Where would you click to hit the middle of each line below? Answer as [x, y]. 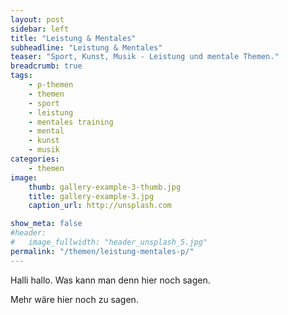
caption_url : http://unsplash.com [100, 206]
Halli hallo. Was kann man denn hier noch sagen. [110, 280]
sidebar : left [40, 29]
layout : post [37, 19]
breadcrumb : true [46, 66]
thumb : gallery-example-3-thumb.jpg [105, 187]
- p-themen [51, 85]
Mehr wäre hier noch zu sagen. [74, 299]
